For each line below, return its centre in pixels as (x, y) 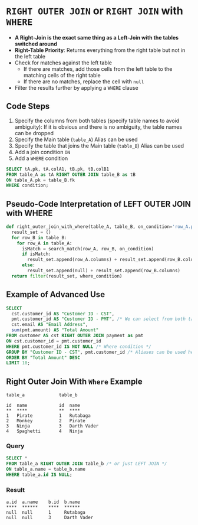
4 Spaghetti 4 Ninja (44, 431)
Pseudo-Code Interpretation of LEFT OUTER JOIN (99, 204)
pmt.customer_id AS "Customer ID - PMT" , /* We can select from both (98, 319)
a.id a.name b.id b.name (43, 502)
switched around (36, 44)
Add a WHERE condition (41, 158)
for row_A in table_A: (44, 243)
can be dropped (34, 133)
